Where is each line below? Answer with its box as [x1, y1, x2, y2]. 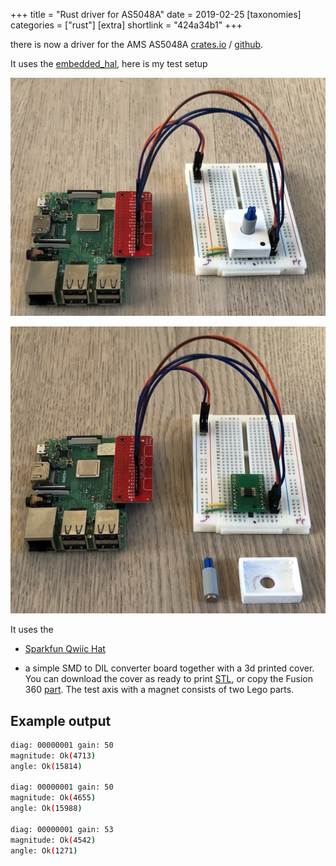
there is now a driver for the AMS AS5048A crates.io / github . [10, 39, 264, 50]
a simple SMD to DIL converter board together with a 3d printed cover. [24, 662, 315, 674]
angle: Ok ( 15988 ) [10, 804, 83, 814]
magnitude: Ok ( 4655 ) [10, 793, 97, 803]
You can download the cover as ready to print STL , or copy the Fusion [24, 673, 314, 685]
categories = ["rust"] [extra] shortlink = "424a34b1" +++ [10, 19, 243, 31]
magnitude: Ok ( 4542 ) [10, 835, 97, 845]
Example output [10, 712, 112, 729]
